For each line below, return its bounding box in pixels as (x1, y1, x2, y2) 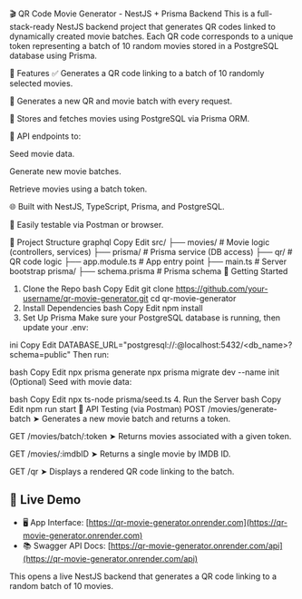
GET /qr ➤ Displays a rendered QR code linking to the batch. (9, 466, 235, 476)
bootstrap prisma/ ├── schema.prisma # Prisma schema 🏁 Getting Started (9, 266, 288, 276)
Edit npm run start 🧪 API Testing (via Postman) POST (9, 404, 206, 414)
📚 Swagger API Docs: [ (22, 540, 112, 551)
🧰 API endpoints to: (9, 131, 82, 142)
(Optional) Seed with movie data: (9, 377, 132, 387)
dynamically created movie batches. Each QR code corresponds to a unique (9, 31, 294, 42)
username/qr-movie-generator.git (22, 293, 149, 303)
